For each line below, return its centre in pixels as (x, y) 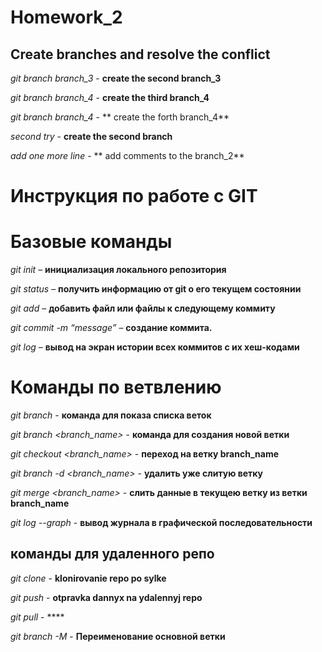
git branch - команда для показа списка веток (111, 415)
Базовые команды (91, 242)
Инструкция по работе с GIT (134, 196)
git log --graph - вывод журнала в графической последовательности (161, 523)
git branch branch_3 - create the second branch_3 (116, 78)
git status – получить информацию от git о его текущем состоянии (156, 289)
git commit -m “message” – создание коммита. (111, 328)
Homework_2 (66, 17)
